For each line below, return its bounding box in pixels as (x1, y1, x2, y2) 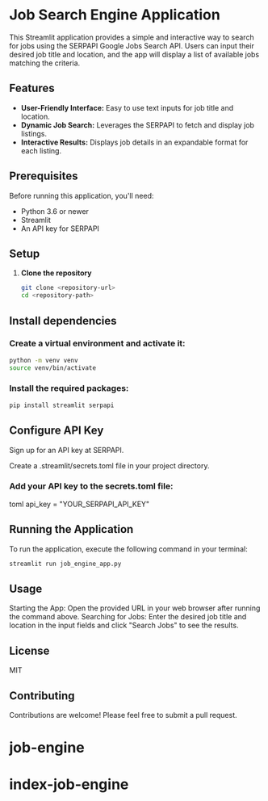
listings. (20, 128, 48, 138)
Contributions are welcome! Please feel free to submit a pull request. (9, 710, 237, 719)
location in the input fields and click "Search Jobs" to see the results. (9, 620, 239, 631)
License (9, 644, 50, 657)
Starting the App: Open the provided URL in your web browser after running (9, 603, 261, 613)
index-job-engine (9, 775, 129, 794)
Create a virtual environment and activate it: (9, 338, 186, 349)
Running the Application (9, 522, 134, 536)
